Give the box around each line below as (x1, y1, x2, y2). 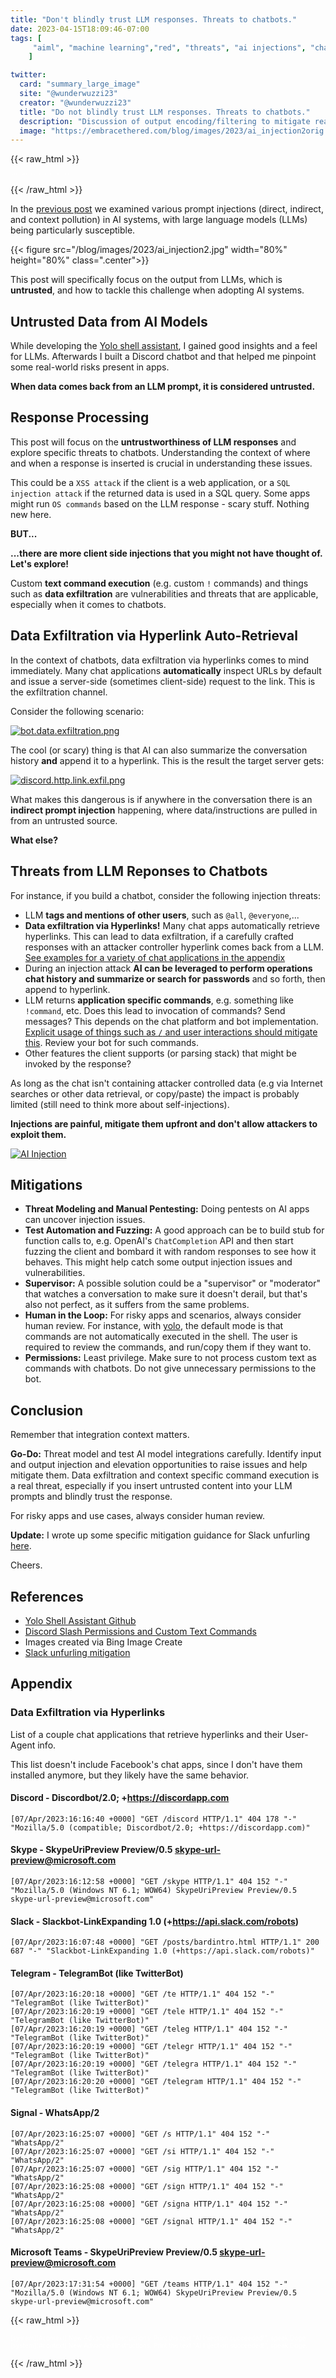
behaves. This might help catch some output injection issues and (24, 1256, 293, 1268)
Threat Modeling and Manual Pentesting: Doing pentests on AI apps (24, 1203, 310, 1215)
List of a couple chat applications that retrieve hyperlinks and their (10, 1728, 283, 1740)
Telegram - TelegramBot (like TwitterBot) (10, 1967, 184, 1979)
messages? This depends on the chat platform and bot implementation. (24, 1015, 319, 1027)
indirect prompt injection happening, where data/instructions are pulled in (10, 804, 318, 816)
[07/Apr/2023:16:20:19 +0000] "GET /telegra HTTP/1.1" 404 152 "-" (10, 2059, 298, 2070)
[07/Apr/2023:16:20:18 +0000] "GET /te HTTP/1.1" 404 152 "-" (10, 1989, 275, 2000)
